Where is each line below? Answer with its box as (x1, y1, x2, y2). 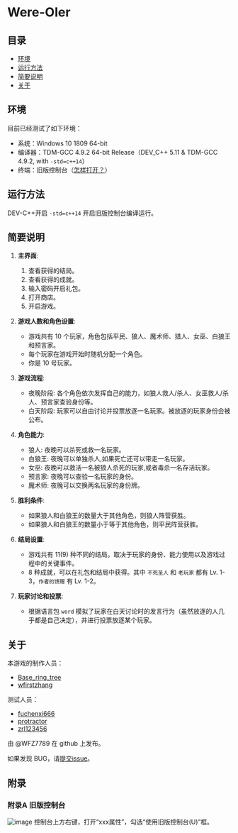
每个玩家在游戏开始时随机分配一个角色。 (28, 350, 147, 358)
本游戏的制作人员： (7, 659, 64, 668)
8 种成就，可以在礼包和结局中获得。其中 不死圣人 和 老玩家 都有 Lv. (28, 568, 218, 577)
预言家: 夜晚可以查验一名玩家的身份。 (28, 473, 138, 481)
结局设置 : (17, 535, 45, 544)
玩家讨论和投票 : (17, 592, 64, 600)
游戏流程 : (17, 374, 45, 382)
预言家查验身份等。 (40, 398, 97, 407)
